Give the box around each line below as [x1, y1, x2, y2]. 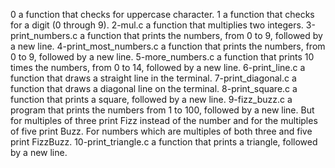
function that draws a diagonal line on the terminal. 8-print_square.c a [10, 83, 298, 94]
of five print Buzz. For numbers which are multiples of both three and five [10, 125, 313, 137]
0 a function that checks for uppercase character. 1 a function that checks [10, 9, 315, 20]
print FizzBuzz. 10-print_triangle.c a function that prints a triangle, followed [10, 136, 318, 148]
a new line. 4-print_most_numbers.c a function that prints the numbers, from [10, 40, 326, 52]
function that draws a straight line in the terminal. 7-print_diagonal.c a [10, 72, 297, 84]
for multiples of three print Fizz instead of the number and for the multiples [10, 115, 318, 126]
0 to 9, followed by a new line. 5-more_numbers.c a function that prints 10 [10, 51, 315, 63]
